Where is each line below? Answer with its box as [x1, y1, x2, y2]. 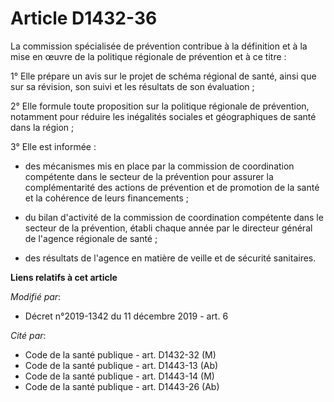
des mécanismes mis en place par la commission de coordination [24, 160, 295, 172]
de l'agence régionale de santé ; [24, 232, 158, 244]
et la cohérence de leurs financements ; [24, 192, 189, 204]
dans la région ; [10, 121, 75, 133]
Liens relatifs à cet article [10, 271, 118, 283]
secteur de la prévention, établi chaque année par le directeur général [24, 222, 313, 234]
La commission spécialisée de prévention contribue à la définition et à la [10, 40, 308, 52]
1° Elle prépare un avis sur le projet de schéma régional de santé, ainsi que [10, 70, 317, 82]
